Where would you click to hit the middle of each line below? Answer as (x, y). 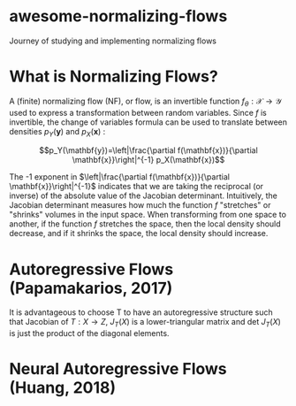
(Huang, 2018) (63, 388)
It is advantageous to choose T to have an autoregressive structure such (141, 312)
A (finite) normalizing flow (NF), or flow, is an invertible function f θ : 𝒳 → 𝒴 (145, 102)
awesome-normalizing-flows (118, 16)
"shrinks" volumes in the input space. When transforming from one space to (148, 215)
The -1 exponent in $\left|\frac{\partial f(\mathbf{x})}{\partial (119, 177)
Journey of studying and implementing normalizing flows (113, 41)
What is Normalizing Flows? (114, 77)
